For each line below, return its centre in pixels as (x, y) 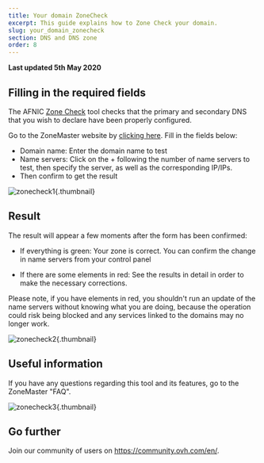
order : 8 (23, 45)
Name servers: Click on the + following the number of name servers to (135, 159)
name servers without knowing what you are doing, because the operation (130, 307)
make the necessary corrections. (74, 283)
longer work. (29, 323)
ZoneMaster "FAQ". (40, 391)
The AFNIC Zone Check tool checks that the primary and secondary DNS (128, 111)
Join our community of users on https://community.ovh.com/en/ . (114, 451)
